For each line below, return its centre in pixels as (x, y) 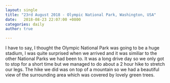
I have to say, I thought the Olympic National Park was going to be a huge (82, 48)
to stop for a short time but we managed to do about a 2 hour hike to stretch (85, 64)
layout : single (21, 10)
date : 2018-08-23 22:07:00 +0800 (43, 19)
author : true (19, 29)
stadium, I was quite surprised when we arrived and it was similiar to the (81, 53)
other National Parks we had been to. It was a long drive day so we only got (85, 59)
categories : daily (25, 24)
